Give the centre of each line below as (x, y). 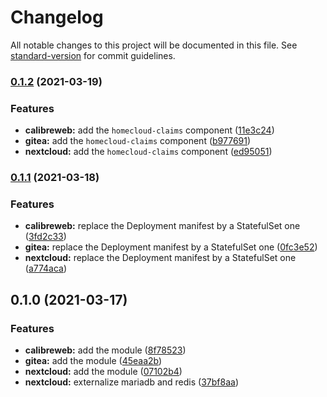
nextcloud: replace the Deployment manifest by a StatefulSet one (160, 258)
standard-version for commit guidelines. (93, 55)
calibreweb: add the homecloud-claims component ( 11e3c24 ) (149, 130)
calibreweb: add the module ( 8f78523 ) (105, 350)
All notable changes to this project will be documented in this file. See (154, 45)
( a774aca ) (46, 268)
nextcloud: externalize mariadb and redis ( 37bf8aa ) (131, 382)
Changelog (57, 17)
